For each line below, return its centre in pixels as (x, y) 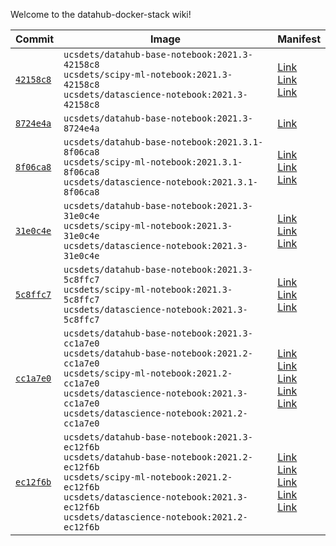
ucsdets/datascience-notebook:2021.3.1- (161, 182)
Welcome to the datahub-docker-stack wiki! (101, 14)
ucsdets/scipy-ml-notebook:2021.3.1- (153, 162)
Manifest (299, 39)
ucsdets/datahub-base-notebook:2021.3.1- (163, 142)
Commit (35, 39)
